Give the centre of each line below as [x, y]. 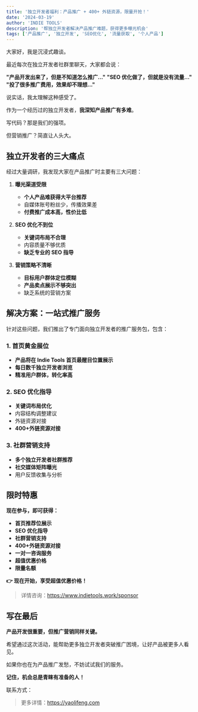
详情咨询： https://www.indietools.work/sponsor [80, 595]
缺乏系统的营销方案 [47, 292]
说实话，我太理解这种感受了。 [43, 97]
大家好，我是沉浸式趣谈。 [38, 52]
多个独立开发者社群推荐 [44, 459]
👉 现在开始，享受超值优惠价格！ [47, 581]
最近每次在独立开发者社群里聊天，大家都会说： [64, 65]
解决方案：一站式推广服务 [53, 314]
